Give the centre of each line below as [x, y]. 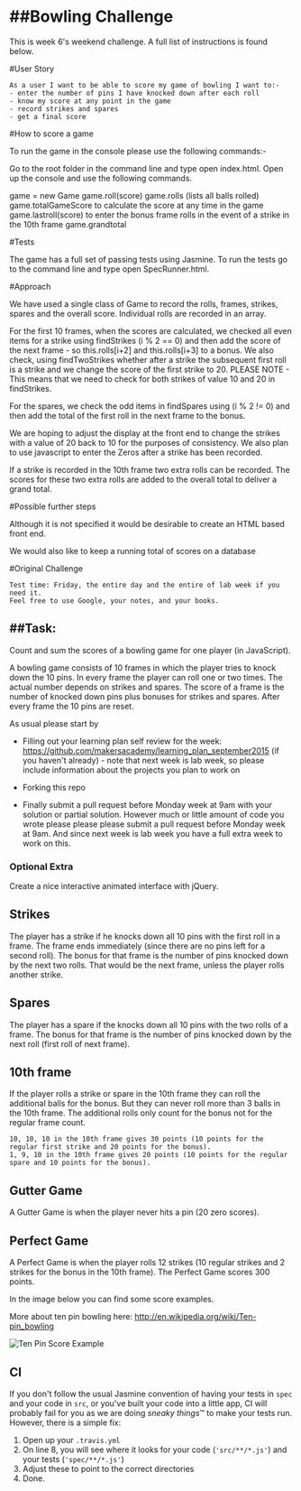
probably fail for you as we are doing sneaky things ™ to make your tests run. [151, 1412]
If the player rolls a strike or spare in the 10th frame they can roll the [135, 1094]
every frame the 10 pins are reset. [72, 706]
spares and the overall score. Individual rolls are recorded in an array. [138, 313]
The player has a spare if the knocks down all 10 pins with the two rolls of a [149, 1024]
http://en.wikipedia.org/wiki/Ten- [196, 1317]
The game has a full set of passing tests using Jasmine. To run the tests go [149, 259]
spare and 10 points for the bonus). [80, 1163]
